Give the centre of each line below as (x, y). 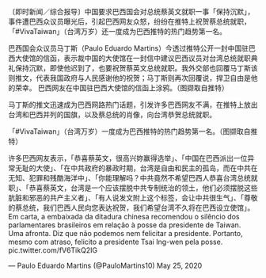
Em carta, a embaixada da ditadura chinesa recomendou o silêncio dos (124, 217)
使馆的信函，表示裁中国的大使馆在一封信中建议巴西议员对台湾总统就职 (136, 58)
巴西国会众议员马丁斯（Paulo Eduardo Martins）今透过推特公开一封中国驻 (129, 48)
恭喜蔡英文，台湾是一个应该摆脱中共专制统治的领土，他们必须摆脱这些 (143, 188)
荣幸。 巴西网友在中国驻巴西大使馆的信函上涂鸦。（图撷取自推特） (122, 88)
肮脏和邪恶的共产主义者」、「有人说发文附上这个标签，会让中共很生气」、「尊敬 (133, 198)
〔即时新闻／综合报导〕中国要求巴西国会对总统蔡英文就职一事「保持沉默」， (131, 11)
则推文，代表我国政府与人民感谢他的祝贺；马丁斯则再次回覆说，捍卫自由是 (129, 78)
